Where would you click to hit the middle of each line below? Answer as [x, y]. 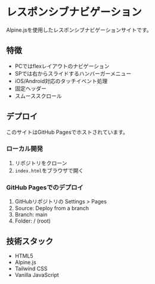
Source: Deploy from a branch [52, 208]
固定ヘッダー [30, 88]
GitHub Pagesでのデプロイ [45, 187]
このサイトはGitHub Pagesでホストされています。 [67, 132]
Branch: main [31, 215]
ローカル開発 [25, 149]
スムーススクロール [38, 95]
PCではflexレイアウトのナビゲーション [62, 66]
